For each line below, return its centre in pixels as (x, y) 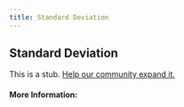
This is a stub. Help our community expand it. (92, 74)
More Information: (44, 95)
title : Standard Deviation (59, 17)
